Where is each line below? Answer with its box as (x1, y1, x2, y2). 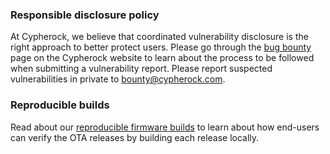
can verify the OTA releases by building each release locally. (10, 131, 260, 143)
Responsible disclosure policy (10, 8, 160, 22)
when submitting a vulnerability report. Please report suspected (10, 63, 273, 75)
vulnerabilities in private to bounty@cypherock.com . (10, 73, 226, 85)
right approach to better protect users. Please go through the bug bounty (10, 41, 312, 53)
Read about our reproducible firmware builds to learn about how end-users (10, 121, 320, 133)
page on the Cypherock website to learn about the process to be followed (10, 52, 315, 64)
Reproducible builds (10, 98, 110, 112)
